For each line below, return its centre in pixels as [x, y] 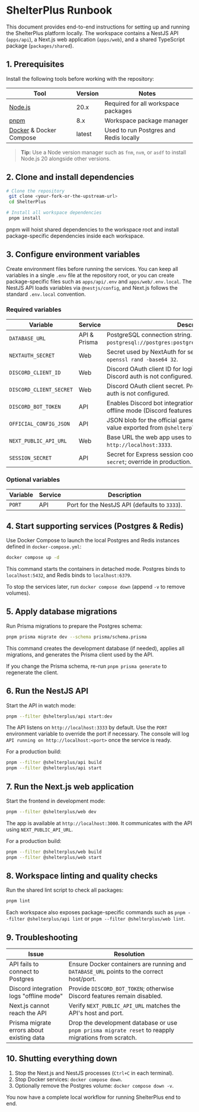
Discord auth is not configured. [150, 377]
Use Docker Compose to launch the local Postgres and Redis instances [93, 541]
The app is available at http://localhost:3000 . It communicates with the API [99, 823]
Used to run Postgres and [140, 130]
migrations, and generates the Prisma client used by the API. [80, 655]
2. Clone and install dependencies [70, 177]
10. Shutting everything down [62, 1059]
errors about [26, 1030]
